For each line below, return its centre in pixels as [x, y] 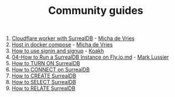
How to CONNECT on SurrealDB [51, 69]
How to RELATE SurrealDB [43, 88]
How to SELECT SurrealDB [44, 82]
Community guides [96, 11]
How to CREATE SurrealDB [44, 76]
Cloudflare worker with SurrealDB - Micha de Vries [73, 38]
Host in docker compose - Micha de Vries [62, 44]
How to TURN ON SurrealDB [46, 63]
